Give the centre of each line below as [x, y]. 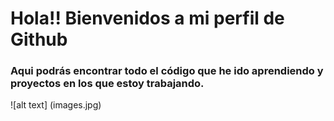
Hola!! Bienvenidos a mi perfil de [147, 18]
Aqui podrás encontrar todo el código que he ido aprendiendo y [167, 71]
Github [39, 39]
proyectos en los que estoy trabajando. [107, 84]
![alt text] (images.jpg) [56, 105]
